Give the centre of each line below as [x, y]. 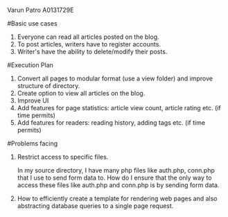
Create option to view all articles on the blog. [81, 93]
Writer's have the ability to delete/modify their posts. [92, 52]
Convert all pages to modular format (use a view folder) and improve [115, 78]
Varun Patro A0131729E [41, 10]
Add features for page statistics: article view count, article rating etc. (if [119, 108]
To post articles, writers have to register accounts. [89, 44]
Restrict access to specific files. [63, 157]
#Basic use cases [32, 23]
